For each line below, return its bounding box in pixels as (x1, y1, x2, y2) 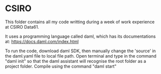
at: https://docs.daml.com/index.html (5, 38, 79, 44)
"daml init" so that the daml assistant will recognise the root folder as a (5, 58, 146, 64)
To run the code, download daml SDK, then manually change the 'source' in (5, 48, 156, 54)
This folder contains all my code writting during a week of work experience (5, 19, 155, 25)
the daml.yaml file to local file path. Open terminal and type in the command (5, 53, 157, 59)
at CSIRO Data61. (5, 24, 39, 30)
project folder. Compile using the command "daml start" (5, 63, 117, 69)
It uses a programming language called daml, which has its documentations (5, 33, 156, 39)
